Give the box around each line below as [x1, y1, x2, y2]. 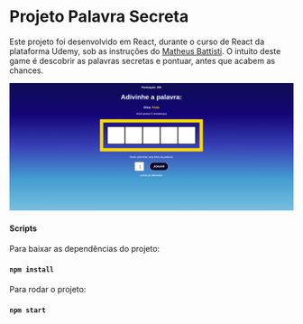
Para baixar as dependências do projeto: [9, 243, 161, 254]
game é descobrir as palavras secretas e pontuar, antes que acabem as [9, 55, 276, 66]
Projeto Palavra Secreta [9, 6, 189, 27]
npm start [9, 306, 47, 315]
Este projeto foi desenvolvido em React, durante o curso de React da [9, 36, 264, 47]
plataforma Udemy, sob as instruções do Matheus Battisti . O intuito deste [9, 45, 281, 56]
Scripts [9, 223, 38, 234]
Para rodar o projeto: [9, 283, 87, 294]
